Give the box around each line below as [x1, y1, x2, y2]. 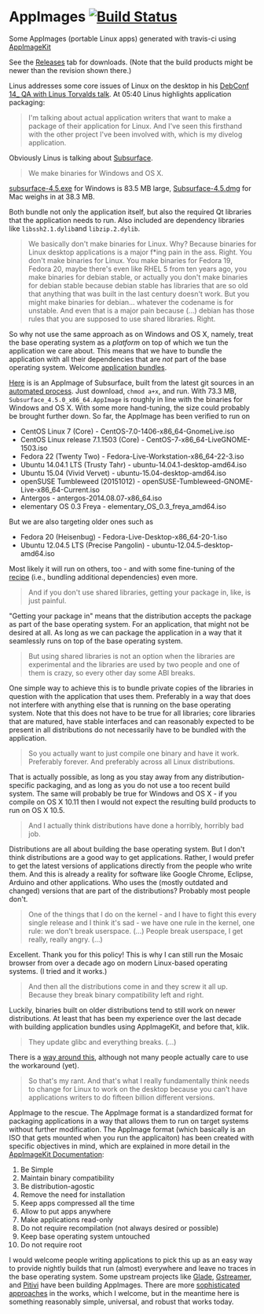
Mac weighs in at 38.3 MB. [9, 192, 95, 201]
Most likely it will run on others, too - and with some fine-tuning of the [9, 564, 235, 573]
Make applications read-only [20, 1214, 113, 1224]
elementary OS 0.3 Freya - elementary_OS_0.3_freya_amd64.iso [20, 501, 227, 511]
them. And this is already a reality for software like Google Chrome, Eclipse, [9, 869, 254, 879]
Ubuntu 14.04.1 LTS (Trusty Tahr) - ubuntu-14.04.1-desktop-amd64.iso [20, 459, 247, 469]
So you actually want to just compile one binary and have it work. [27, 749, 240, 758]
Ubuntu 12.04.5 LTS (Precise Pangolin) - [20, 540, 150, 550]
